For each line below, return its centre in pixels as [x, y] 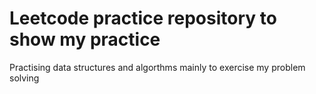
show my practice [85, 39]
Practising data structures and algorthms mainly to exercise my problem [157, 67]
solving [24, 78]
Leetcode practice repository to [143, 18]
